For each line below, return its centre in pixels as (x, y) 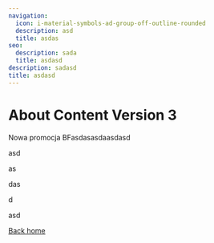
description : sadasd (43, 68)
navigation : (28, 16)
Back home (27, 230)
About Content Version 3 (93, 115)
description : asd (44, 30)
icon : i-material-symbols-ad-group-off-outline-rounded (111, 23)
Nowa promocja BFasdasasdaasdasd (69, 137)
